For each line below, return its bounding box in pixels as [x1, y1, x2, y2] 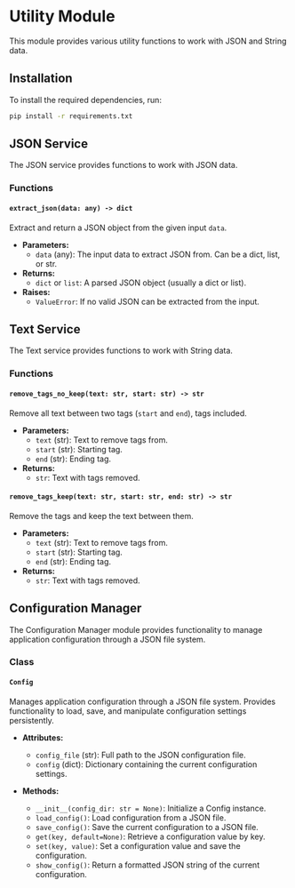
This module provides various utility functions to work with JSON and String [9, 36, 287, 46]
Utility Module [9, 6, 116, 27]
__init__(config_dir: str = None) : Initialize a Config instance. [35, 803, 267, 813]
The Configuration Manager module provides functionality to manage [9, 624, 263, 635]
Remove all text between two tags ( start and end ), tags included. [9, 407, 247, 419]
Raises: [21, 286, 51, 297]
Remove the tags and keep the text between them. [9, 510, 194, 521]
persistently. [9, 715, 55, 725]
